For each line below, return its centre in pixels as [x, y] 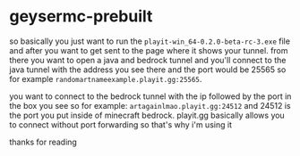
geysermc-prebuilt [81, 16]
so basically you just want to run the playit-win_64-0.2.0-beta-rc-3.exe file [150, 41]
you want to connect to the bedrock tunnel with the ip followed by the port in [150, 96]
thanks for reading [43, 142]
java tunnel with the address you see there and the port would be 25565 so [148, 70]
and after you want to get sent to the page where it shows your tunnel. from [149, 50]
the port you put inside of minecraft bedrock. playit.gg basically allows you [147, 115]
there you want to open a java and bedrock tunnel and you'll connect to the [148, 60]
